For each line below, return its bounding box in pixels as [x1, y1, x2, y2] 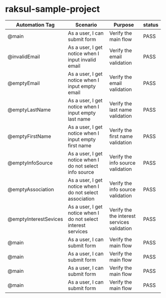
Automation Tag [16, 21, 55, 28]
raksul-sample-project [5, 3, 100, 15]
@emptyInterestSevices [7, 215, 63, 222]
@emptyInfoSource [7, 159, 53, 166]
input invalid [68, 56, 96, 63]
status [143, 21, 159, 28]
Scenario [75, 21, 97, 28]
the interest [109, 213, 136, 219]
